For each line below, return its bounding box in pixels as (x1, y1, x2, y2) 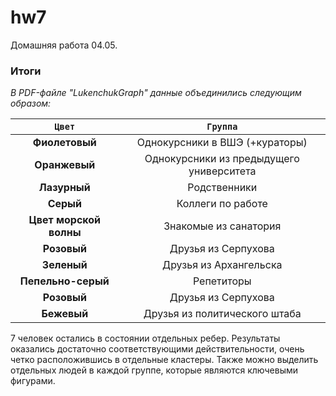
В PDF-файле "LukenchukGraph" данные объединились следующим (10, 87, 302, 99)
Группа (206, 121, 238, 133)
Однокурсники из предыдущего (144, 152, 300, 166)
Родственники (187, 181, 258, 195)
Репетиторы (192, 274, 252, 288)
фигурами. (10, 375, 56, 387)
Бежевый (41, 307, 89, 321)
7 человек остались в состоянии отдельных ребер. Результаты (10, 332, 281, 345)
